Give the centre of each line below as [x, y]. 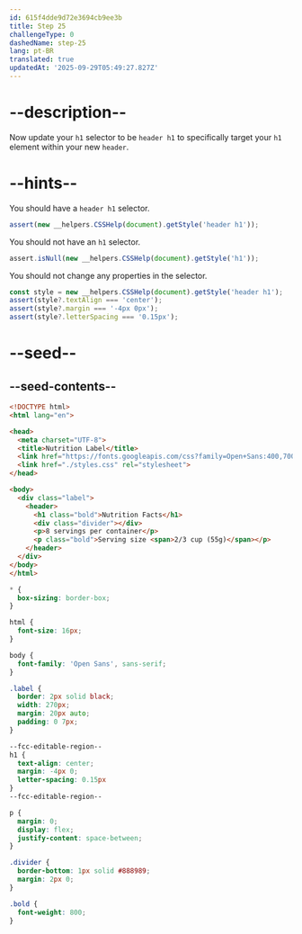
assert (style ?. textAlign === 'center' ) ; [86, 301]
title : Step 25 [38, 26]
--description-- [68, 112]
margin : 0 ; [38, 821]
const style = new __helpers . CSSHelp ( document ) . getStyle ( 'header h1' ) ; [146, 292]
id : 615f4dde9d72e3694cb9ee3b [66, 18]
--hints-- [44, 183]
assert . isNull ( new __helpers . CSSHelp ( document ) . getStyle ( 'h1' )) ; [134, 258]
